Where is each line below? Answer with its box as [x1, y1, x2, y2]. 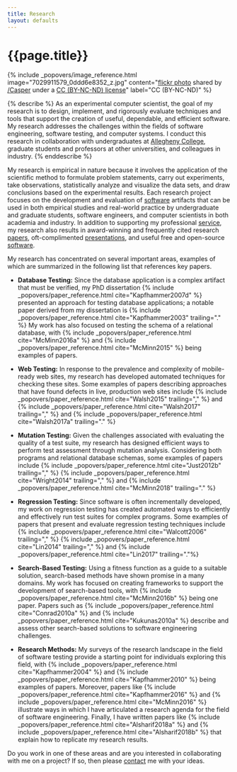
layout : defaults [7, 17, 59, 24]
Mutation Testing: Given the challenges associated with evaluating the [17, 431, 225, 439]
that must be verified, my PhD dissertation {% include [17, 284, 175, 292]
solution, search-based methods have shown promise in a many [17, 571, 205, 580]
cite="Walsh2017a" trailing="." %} [17, 417, 116, 426]
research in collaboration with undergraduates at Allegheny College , [7, 137, 206, 146]
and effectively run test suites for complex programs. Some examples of [17, 512, 229, 521]
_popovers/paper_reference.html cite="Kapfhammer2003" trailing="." [17, 313, 221, 322]
